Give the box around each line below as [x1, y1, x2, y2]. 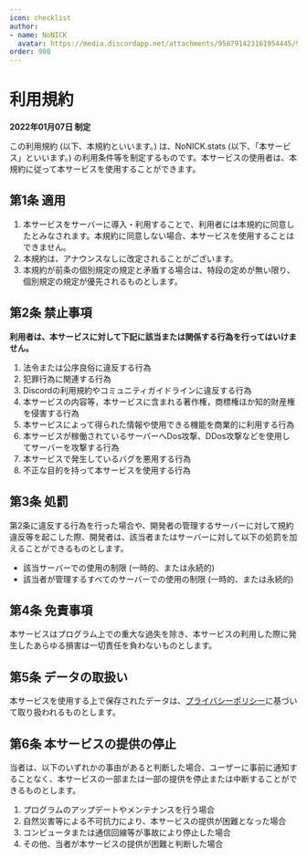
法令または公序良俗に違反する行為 [22, 361, 152, 372]
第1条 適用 [9, 193, 67, 208]
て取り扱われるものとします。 [9, 706, 121, 717]
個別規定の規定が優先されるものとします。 [22, 276, 183, 287]
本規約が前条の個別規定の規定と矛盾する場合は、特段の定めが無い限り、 [22, 264, 295, 275]
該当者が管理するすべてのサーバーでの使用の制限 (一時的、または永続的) [22, 573, 294, 584]
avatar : [17, 38, 48, 48]
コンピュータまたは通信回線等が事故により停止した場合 [22, 827, 231, 838]
